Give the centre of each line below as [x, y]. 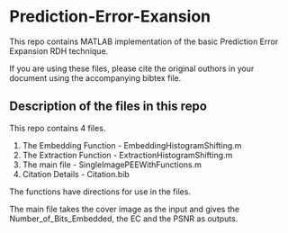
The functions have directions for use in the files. [100, 192]
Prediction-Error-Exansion [110, 17]
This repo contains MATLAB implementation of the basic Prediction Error [144, 41]
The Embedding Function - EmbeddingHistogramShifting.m [132, 145]
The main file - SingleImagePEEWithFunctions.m [112, 165]
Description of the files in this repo [108, 107]
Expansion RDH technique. [59, 50]
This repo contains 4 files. [58, 128]
